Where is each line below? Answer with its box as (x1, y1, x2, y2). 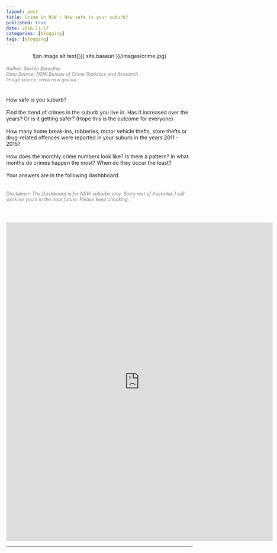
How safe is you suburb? (6, 96, 67, 103)
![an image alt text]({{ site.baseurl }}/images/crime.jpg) (32, 53, 167, 59)
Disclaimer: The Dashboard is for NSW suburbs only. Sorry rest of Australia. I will (6, 191, 185, 197)
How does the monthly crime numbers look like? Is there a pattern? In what (6, 152, 189, 160)
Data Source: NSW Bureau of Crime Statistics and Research (6, 71, 138, 77)
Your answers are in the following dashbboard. (6, 171, 120, 178)
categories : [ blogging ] (6, 31, 65, 37)
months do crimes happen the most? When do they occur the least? (6, 159, 172, 166)
